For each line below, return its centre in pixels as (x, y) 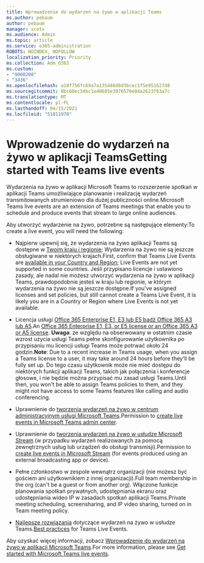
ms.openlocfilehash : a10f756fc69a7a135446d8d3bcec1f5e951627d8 (88, 86)
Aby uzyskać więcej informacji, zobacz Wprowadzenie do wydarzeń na (96, 541)
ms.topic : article (30, 40)
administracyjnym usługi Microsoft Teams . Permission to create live (99, 416)
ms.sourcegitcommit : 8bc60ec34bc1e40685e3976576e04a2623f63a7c (88, 91)
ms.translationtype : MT (37, 97)
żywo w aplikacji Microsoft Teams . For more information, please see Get (96, 547)
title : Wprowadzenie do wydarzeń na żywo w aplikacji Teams (84, 12)
